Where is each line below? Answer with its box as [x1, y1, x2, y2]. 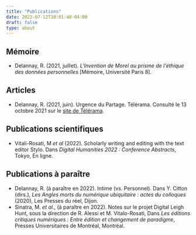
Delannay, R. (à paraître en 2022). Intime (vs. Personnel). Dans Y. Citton [14, 185, 188, 192]
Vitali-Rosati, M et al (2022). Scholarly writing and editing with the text [14, 139, 184, 147]
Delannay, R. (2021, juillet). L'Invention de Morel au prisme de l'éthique [14, 62, 184, 69]
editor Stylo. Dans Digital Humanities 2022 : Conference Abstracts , [14, 146, 177, 153]
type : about [6, 25, 35, 31]
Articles [6, 86, 36, 96]
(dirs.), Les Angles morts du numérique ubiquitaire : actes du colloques [14, 191, 186, 198]
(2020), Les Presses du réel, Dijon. [14, 197, 98, 204]
